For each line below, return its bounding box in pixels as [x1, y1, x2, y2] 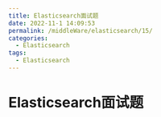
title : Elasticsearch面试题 [8, 11, 99, 20]
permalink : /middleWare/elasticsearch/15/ [8, 26, 153, 34]
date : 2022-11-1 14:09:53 [8, 19, 95, 27]
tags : [8, 49, 27, 57]
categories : [8, 34, 48, 42]
